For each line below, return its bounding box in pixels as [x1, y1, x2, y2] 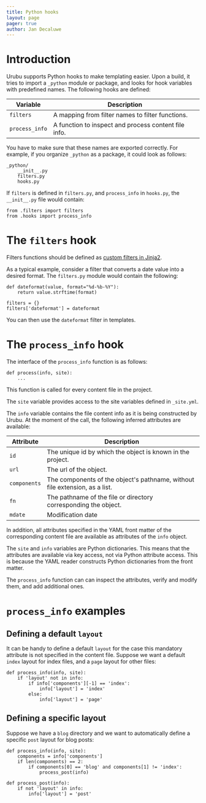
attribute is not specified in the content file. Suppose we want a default [6, 651, 186, 659]
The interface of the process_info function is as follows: [6, 358, 148, 366]
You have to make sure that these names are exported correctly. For [6, 144, 178, 152]
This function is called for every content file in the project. [6, 386, 153, 393]
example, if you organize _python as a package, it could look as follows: [6, 151, 187, 158]
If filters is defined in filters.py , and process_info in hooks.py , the [6, 190, 180, 197]
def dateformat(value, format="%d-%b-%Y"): [6, 284, 120, 290]
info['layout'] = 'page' [39, 697, 103, 703]
